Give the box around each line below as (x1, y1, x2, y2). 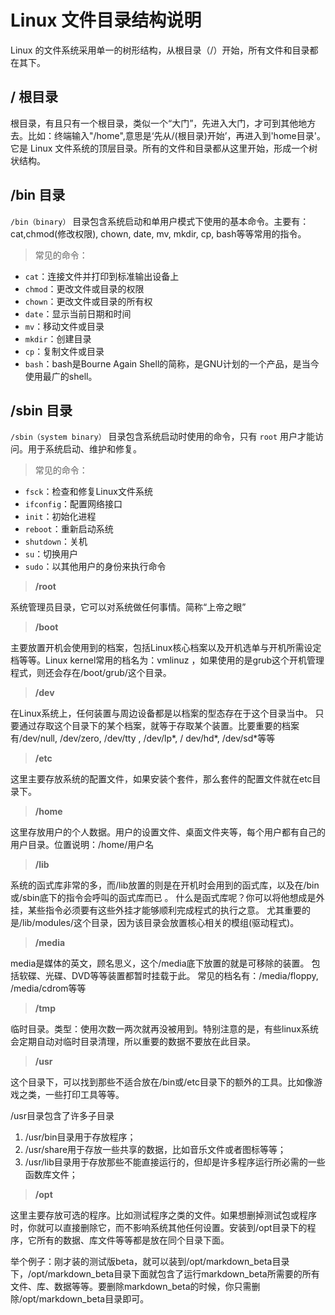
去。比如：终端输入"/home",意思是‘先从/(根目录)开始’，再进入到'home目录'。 (10, 129, 326, 141)
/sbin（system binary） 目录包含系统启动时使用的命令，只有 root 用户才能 (10, 431, 316, 443)
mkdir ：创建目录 (24, 332, 92, 345)
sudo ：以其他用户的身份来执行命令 (24, 561, 167, 573)
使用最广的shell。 (24, 370, 98, 382)
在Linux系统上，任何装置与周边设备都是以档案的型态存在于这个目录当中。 (10, 707, 313, 720)
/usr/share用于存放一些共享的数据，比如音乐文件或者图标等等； (24, 1144, 287, 1156)
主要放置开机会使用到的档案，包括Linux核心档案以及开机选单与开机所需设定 (10, 642, 322, 654)
